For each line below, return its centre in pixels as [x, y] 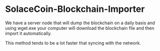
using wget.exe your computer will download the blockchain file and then [80, 28]
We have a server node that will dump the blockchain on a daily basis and [80, 23]
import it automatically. [28, 33]
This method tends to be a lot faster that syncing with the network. [73, 43]
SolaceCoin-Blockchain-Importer [75, 9]
